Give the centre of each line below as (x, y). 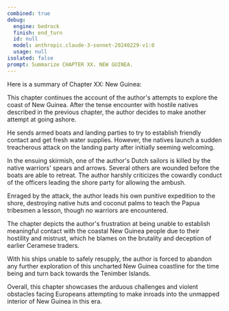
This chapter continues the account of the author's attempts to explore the (112, 97)
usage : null (31, 52)
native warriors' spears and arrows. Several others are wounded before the (113, 168)
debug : (16, 20)
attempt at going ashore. (42, 119)
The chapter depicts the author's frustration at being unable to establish (109, 223)
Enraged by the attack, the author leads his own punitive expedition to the (111, 196)
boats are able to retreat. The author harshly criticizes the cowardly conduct (114, 175)
